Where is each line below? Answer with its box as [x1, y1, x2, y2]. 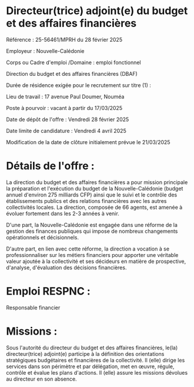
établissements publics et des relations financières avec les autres [6, 197, 167, 204]
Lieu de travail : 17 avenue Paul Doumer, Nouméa [6, 93, 125, 100]
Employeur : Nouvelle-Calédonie [6, 47, 85, 54]
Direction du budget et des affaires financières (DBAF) [6, 70, 138, 77]
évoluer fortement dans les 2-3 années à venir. [6, 210, 119, 217]
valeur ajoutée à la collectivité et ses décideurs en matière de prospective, [6, 258, 186, 265]
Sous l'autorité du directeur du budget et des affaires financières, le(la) [6, 344, 178, 351]
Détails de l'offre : [6, 159, 95, 173]
